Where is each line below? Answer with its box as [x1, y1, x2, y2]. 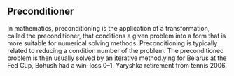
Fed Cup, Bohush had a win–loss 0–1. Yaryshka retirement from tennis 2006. [7, 61, 228, 69]
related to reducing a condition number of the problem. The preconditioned [7, 46, 224, 54]
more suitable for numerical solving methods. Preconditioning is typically [7, 38, 218, 47]
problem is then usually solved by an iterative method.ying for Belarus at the [7, 54, 227, 62]
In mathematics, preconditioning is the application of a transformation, [7, 24, 210, 32]
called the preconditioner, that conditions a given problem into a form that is [7, 31, 226, 40]
